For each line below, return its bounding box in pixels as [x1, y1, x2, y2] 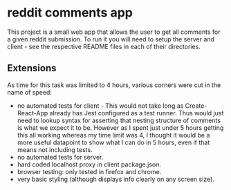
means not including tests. [17, 145, 93, 153]
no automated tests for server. [17, 153, 104, 161]
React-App [17, 108, 48, 117]
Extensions [7, 62, 57, 74]
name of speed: [7, 88, 52, 96]
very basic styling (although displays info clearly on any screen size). [17, 175, 214, 183]
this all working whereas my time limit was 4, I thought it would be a [17, 131, 210, 139]
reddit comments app [7, 5, 133, 21]
